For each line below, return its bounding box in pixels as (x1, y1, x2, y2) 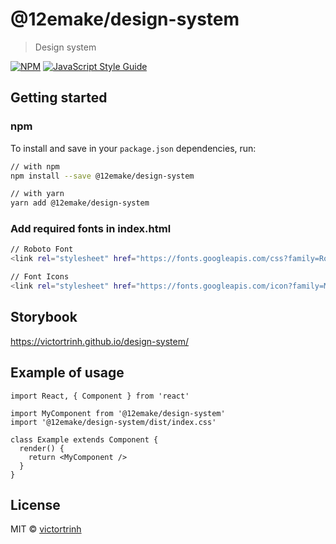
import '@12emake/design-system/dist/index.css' (10, 417, 217, 427)
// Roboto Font (10, 244, 74, 255)
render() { (19, 443, 65, 453)
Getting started (10, 89, 108, 107)
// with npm (10, 161, 60, 172)
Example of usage (10, 364, 125, 382)
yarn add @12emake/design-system (10, 198, 150, 208)
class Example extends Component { (10, 434, 159, 445)
